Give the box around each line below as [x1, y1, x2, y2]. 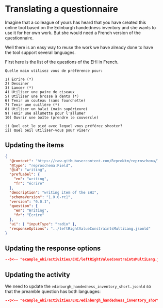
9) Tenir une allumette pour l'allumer [5, 111, 86, 116]
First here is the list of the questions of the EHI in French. [5, 59, 119, 65]
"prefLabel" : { [9, 172, 40, 177]
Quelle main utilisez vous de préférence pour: [5, 68, 103, 73]
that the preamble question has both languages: [5, 289, 101, 294]
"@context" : [9, 158, 34, 163]
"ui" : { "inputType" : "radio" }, [9, 222, 77, 226]
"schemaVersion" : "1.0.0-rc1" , [9, 194, 73, 200]
